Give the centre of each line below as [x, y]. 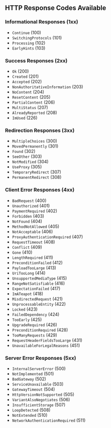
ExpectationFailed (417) [36, 288]
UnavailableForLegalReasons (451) [46, 345]
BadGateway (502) [29, 379]
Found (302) [24, 151]
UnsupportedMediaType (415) [39, 278]
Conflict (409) [27, 247]
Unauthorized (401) [31, 205]
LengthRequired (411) [32, 257]
